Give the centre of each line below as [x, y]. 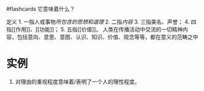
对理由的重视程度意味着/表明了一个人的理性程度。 [77, 81]
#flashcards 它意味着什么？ [40, 9]
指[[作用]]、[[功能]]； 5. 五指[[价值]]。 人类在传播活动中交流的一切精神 [95, 29]
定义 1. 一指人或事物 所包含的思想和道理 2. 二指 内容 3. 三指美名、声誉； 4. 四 [101, 22]
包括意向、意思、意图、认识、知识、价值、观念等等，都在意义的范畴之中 [107, 37]
